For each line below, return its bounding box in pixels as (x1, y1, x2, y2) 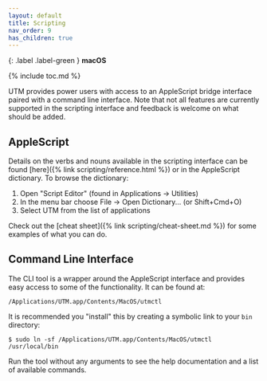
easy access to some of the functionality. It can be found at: (8, 282, 206, 292)
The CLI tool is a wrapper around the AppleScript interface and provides (8, 273, 245, 283)
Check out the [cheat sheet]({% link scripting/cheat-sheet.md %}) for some (8, 221, 257, 231)
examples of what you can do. (8, 230, 108, 239)
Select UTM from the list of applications (19, 206, 151, 215)
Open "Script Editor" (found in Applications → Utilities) (19, 189, 199, 198)
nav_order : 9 (8, 26, 52, 34)
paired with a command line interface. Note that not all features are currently (8, 95, 260, 104)
